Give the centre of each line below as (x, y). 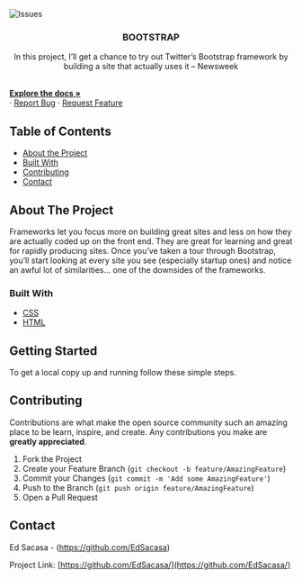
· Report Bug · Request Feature (66, 103)
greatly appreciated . (48, 441)
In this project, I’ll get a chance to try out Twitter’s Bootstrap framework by (151, 57)
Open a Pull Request (60, 497)
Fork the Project (52, 458)
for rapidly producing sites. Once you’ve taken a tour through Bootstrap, (143, 250)
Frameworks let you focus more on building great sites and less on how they (151, 231)
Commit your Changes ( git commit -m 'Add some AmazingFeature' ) (147, 478)
